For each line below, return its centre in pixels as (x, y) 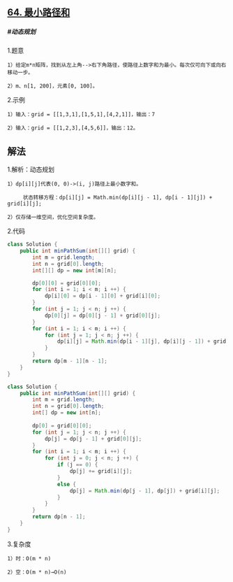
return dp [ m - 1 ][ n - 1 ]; (70, 361)
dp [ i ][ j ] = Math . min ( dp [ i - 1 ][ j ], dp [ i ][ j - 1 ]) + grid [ (143, 341)
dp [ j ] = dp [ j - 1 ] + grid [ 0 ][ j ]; (93, 439)
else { (67, 484)
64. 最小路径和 (39, 13)
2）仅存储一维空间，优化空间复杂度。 (53, 218)
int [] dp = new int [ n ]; (67, 413)
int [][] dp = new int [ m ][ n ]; (75, 270)
